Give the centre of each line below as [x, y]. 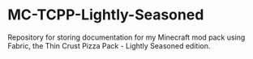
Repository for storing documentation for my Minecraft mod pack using [126, 37]
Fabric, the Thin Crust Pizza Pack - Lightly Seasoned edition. [109, 45]
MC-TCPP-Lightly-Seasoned [106, 15]
